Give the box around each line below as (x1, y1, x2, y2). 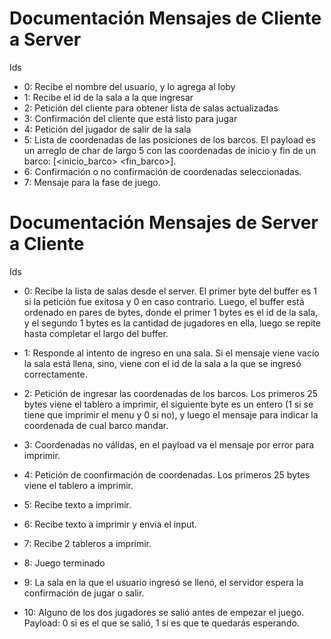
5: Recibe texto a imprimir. (23, 498, 132, 511)
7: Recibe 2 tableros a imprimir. (23, 537, 152, 549)
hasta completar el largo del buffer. (23, 327, 169, 339)
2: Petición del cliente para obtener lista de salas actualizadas (23, 102, 279, 114)
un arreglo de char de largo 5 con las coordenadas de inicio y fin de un (23, 144, 317, 156)
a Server (9, 28, 82, 51)
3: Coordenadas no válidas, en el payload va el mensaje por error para (23, 438, 315, 451)
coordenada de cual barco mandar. (23, 419, 169, 431)
